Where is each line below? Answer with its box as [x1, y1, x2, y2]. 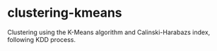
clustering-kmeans [7, 5, 122, 21]
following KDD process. [7, 35, 76, 43]
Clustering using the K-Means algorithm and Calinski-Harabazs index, [7, 28, 211, 36]
